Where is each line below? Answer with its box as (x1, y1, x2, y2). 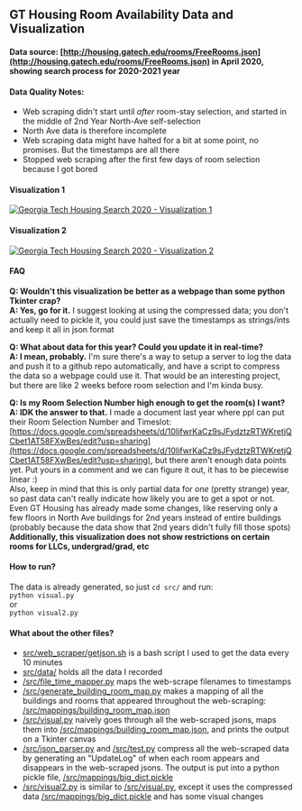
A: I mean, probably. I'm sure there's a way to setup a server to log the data (9, 351, 292, 361)
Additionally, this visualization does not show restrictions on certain (9, 531, 270, 542)
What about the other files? (9, 627, 114, 638)
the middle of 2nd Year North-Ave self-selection (22, 116, 201, 127)
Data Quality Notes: (9, 86, 85, 97)
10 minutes (22, 657, 63, 668)
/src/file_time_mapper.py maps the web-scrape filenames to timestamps (22, 676, 291, 688)
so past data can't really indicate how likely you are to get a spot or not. (9, 493, 275, 504)
